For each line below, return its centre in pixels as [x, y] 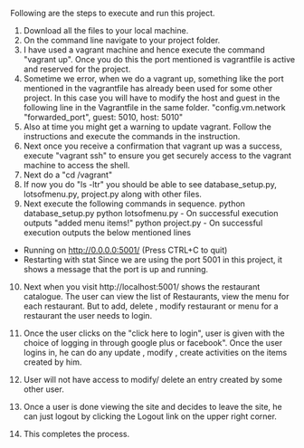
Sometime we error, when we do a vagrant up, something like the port [153, 79]
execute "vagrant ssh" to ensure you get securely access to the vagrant [157, 156]
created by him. [52, 362]
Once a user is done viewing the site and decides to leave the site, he [153, 407]
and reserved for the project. [77, 69]
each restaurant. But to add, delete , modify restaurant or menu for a [151, 306]
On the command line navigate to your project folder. [122, 40]
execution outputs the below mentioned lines [107, 233]
